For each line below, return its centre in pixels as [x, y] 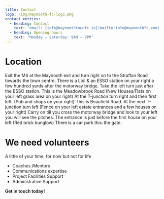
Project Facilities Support [38, 176]
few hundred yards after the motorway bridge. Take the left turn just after [79, 86]
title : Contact [21, 10]
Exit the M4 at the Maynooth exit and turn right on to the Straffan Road [77, 75]
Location [23, 62]
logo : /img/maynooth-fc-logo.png [39, 14]
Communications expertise [40, 171]
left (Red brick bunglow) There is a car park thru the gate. [64, 122]
